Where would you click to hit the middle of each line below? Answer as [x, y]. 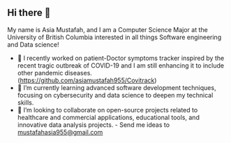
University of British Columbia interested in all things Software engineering [114, 37]
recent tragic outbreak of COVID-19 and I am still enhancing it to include [121, 65]
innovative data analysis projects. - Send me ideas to [93, 125]
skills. [25, 103]
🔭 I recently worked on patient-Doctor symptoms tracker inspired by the [121, 58]
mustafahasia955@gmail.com [60, 132]
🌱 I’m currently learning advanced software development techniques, [117, 87]
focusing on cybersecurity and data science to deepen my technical [115, 95]
